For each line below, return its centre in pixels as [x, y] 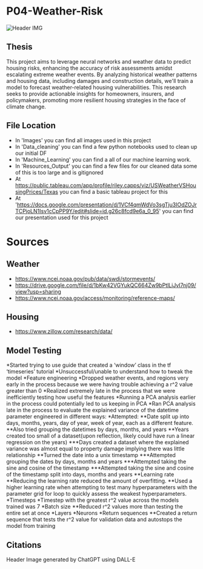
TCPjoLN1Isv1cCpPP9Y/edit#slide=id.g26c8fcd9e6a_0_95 [87, 211]
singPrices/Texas [37, 191]
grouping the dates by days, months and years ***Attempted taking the [96, 462]
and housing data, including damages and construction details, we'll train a [100, 81]
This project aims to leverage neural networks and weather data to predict [99, 61]
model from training [31, 526]
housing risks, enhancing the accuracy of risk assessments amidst [89, 68]
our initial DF [31, 153]
